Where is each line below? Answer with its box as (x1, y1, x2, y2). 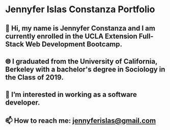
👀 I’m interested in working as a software (5, 90, 137, 99)
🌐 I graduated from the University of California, (5, 57, 158, 66)
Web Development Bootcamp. (25, 40, 123, 48)
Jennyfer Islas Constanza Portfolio (5, 4, 155, 15)
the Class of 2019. (5, 73, 64, 82)
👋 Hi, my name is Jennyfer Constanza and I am (5, 24, 155, 33)
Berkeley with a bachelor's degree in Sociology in (5, 65, 165, 73)
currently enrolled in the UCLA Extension (5, 32, 137, 40)
